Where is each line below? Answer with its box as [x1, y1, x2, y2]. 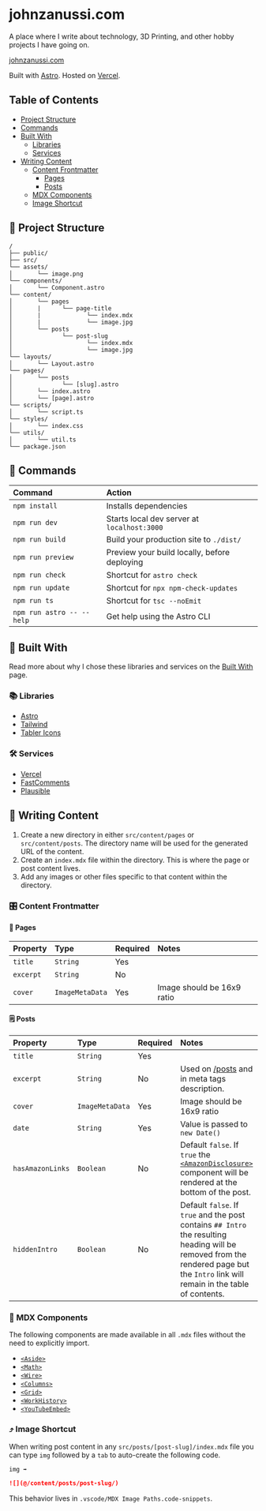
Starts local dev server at [106, 513, 200, 524]
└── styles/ [9, 414, 48, 423]
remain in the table [179, 1278, 249, 1289]
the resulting [179, 1229, 227, 1240]
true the [179, 1149, 212, 1160]
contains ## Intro [179, 1219, 247, 1230]
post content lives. [20, 863, 81, 873]
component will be [179, 1167, 249, 1178]
